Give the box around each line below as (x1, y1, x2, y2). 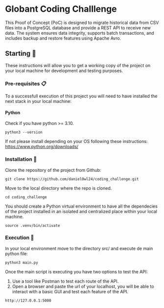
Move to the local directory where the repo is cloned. (5, 185, 112, 191)
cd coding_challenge (5, 194, 47, 199)
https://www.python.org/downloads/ (5, 143, 79, 150)
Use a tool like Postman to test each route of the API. (12, 278, 119, 284)
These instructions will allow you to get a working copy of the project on (5, 62, 151, 68)
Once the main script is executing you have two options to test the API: (5, 268, 148, 275)
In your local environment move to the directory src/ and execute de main (5, 245, 153, 251)
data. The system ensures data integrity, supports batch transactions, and (5, 30, 154, 36)
